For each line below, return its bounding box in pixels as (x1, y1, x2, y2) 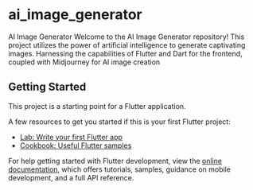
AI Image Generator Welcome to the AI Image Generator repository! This (8, 32, 245, 41)
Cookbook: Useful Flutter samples (19, 141, 132, 150)
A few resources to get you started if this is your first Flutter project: (8, 117, 231, 126)
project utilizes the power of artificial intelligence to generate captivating (8, 40, 246, 49)
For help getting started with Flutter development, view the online (8, 156, 223, 165)
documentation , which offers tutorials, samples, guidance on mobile (8, 165, 231, 174)
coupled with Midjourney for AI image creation (8, 57, 161, 67)
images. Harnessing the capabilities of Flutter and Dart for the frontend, (8, 48, 243, 58)
